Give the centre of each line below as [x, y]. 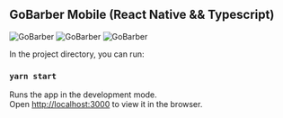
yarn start [33, 76]
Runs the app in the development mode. [83, 95]
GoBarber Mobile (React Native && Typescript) [142, 15]
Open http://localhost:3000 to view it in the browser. [106, 104]
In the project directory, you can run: [77, 54]
